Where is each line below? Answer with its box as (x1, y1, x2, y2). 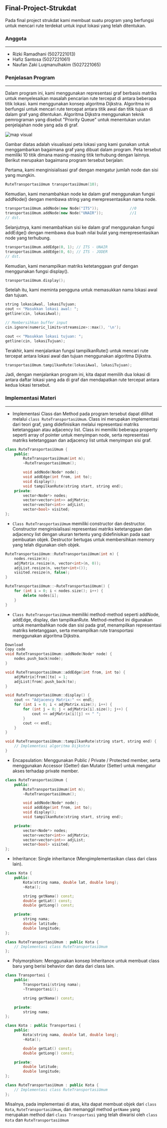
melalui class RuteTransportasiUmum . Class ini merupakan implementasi (12, 416, 159, 422)
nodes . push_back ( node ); (14, 656, 64, 661)
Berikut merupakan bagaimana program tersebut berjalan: (5, 157, 124, 163)
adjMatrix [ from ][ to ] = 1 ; (14, 674, 68, 679)
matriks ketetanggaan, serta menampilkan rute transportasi (12, 627, 134, 633)
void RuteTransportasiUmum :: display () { (5, 693, 90, 698)
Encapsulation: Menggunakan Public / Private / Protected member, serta (12, 757, 161, 763)
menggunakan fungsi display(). (5, 268, 69, 274)
